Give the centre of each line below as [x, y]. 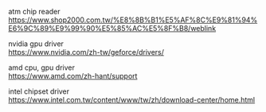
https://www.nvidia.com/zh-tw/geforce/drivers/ [86, 52]
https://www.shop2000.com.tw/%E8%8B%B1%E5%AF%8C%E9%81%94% [133, 20]
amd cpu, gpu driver [42, 68]
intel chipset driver [39, 91]
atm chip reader [35, 12]
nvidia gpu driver [36, 44]
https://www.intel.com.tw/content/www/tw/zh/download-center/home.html [132, 100]
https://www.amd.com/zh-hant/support [73, 76]
